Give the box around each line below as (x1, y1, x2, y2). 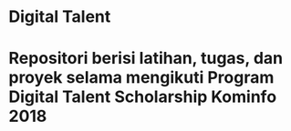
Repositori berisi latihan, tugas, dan (8, 48, 284, 69)
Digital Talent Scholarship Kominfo (8, 86, 277, 107)
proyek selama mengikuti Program (8, 67, 275, 88)
